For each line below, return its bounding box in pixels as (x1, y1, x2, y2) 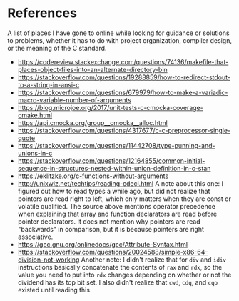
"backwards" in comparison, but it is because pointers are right (17, 224, 205, 233)
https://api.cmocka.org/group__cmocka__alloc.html (17, 118, 168, 127)
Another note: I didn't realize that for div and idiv (81, 255, 227, 264)
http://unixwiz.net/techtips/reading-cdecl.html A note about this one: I (17, 179, 223, 187)
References (7, 5, 77, 21)
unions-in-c (17, 149, 53, 157)
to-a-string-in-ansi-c (17, 80, 80, 89)
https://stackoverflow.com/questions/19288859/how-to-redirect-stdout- (17, 73, 230, 82)
